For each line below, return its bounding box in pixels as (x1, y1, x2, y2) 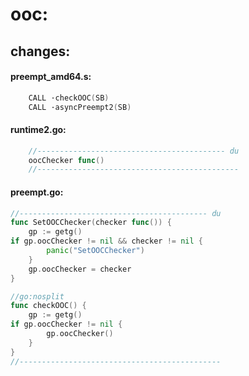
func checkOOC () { (10, 301, 87, 311)
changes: (10, 43, 71, 60)
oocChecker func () (28, 155, 105, 165)
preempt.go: (10, 186, 64, 198)
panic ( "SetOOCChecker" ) (46, 246, 145, 256)
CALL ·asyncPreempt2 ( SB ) (28, 102, 132, 112)
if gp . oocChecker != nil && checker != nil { (10, 236, 203, 247)
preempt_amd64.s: (10, 71, 92, 83)
